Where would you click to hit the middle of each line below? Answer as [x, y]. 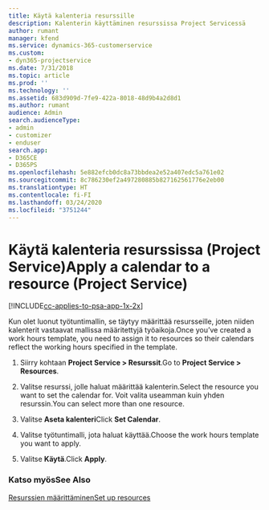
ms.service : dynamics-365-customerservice [80, 46]
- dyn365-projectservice [50, 61]
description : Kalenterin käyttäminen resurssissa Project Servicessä [127, 23]
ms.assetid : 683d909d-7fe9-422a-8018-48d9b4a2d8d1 [95, 98]
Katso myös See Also [49, 480]
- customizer [30, 135]
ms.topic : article [39, 75]
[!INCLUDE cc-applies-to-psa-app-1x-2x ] [76, 306]
